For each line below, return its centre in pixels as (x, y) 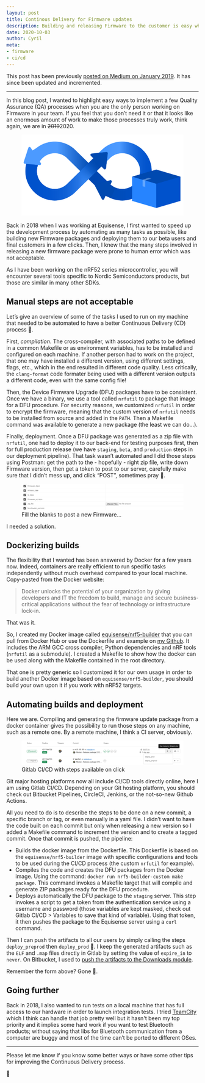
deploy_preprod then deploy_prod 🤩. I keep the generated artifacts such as (99, 947)
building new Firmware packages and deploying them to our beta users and (101, 238)
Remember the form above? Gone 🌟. (52, 971)
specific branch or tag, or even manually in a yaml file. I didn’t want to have (101, 819)
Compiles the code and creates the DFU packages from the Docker (100, 870)
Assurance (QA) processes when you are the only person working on (93, 106)
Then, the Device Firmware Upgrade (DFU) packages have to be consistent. (102, 392)
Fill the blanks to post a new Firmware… (72, 514)
